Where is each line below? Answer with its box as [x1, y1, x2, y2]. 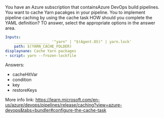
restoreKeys [12, 87, 37, 93]
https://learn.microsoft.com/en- [35, 97, 100, 103]
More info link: [5, 97, 35, 103]
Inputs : [5, 35, 21, 39]
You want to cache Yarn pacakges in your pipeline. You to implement [5, 9, 146, 15]
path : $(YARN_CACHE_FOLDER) [14, 44, 72, 49]
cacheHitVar [12, 72, 38, 78]
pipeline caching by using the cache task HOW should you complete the [5, 15, 153, 20]
